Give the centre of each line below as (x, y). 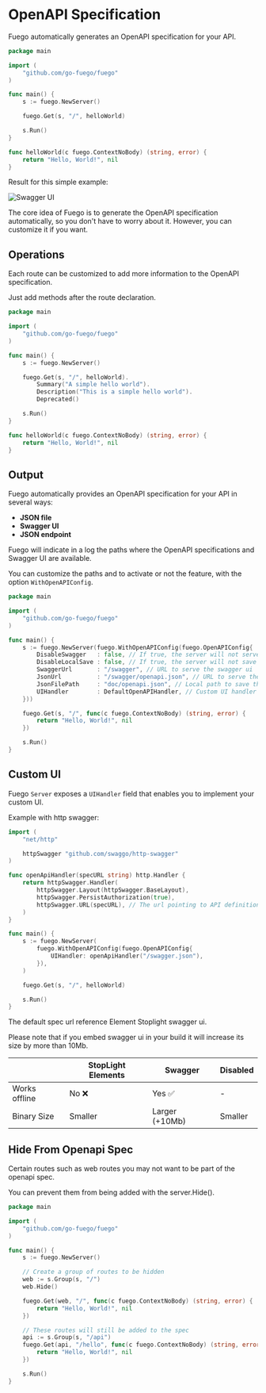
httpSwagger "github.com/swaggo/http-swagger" (101, 854)
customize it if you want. (48, 230)
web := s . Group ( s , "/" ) (62, 1280)
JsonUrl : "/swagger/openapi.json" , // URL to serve (141, 677)
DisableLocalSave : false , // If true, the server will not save (147, 662)
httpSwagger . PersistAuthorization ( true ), (106, 897)
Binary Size (33, 1116)
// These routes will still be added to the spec (106, 1330)
